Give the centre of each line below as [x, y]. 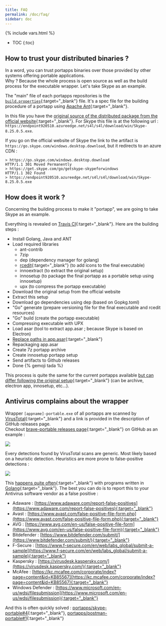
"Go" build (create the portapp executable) [56, 318]
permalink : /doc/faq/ [28, 14]
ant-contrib [31, 249]
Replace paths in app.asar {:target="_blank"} [57, 339]
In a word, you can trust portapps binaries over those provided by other [78, 71]
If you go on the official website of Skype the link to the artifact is [72, 141]
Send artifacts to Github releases [46, 360]
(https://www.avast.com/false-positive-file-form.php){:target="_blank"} [85, 519]
